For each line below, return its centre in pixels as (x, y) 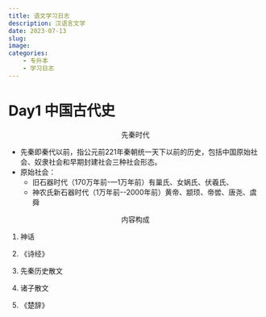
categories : (28, 53)
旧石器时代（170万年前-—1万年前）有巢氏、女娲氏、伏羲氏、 (133, 181)
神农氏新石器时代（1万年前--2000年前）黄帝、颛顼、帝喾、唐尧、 (141, 192)
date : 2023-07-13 (37, 31)
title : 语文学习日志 (39, 16)
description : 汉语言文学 (47, 23)
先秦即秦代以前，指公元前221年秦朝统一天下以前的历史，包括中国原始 (135, 152)
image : (19, 46)
